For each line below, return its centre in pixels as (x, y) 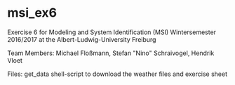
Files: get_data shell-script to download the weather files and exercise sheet (117, 74)
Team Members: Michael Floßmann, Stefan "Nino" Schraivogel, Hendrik (111, 53)
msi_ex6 (32, 13)
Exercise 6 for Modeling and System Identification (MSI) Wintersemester (112, 32)
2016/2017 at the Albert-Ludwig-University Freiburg (82, 39)
